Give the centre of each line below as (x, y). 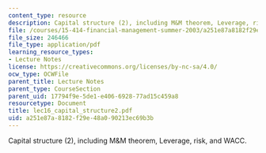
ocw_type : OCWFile (38, 74)
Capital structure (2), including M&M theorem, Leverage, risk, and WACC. (127, 140)
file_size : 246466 (38, 37)
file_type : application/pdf (55, 45)
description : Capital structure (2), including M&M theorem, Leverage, (129, 23)
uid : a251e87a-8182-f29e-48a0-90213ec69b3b (81, 118)
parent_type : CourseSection (55, 89)
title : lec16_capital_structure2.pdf (70, 111)
